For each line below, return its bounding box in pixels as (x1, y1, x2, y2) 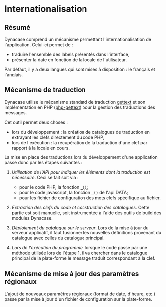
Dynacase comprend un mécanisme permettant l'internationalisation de (4, 36, 151, 42)
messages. (4, 109, 27, 115)
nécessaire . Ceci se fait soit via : (11, 174, 79, 180)
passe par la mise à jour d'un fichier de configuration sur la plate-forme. (4, 296, 153, 302)
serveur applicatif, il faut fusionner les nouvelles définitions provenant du (11, 230, 162, 235)
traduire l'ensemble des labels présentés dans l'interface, (11, 51, 130, 57)
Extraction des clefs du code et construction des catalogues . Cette (11, 204, 150, 210)
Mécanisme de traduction (4, 86, 86, 94)
